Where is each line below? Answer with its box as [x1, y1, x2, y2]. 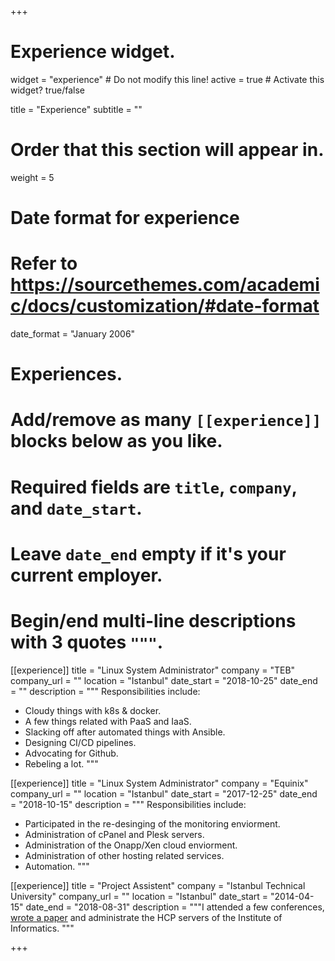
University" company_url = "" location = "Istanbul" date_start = [10, 890, 269, 902]
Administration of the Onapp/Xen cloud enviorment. [24, 839, 238, 851]
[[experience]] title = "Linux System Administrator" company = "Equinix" [10, 777, 309, 789]
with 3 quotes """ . [10, 631, 164, 653]
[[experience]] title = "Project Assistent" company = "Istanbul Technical [10, 879, 306, 891]
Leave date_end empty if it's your [10, 542, 287, 565]
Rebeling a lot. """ [24, 757, 99, 770]
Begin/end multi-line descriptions [10, 609, 297, 632]
